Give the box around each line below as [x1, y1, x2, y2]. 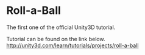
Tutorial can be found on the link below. [6, 35, 105, 42]
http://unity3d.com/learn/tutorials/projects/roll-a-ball [6, 42, 139, 49]
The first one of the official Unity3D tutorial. [6, 24, 116, 31]
